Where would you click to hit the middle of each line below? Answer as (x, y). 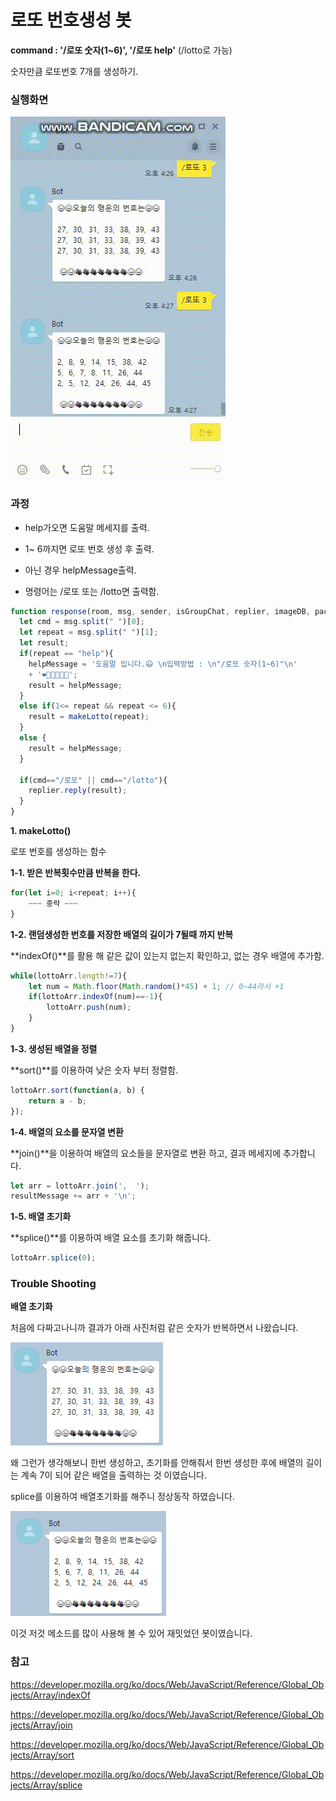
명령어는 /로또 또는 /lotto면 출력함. (92, 591)
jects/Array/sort (42, 1755)
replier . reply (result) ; (78, 791)
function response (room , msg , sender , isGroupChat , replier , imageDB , (160, 611)
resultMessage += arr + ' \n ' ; (73, 1196)
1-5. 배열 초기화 (41, 1217)
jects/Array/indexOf (50, 1695)
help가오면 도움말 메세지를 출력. (87, 527)
